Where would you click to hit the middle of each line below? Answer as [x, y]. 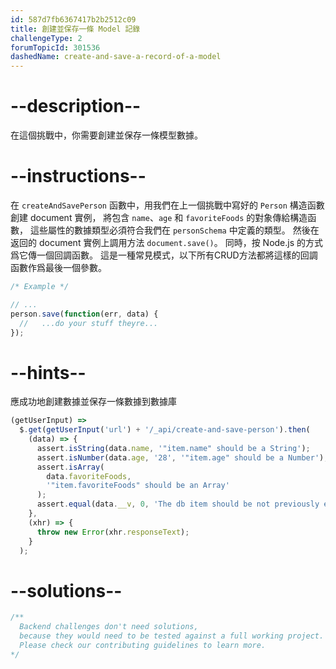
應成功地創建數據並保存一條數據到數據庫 [93, 402]
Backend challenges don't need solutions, [109, 627]
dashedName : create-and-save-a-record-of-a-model [116, 57]
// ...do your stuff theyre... [89, 323]
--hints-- [48, 372]
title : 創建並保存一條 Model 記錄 [75, 29]
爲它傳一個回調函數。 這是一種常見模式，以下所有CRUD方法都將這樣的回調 [164, 255]
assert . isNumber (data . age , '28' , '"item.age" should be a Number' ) [180, 457]
